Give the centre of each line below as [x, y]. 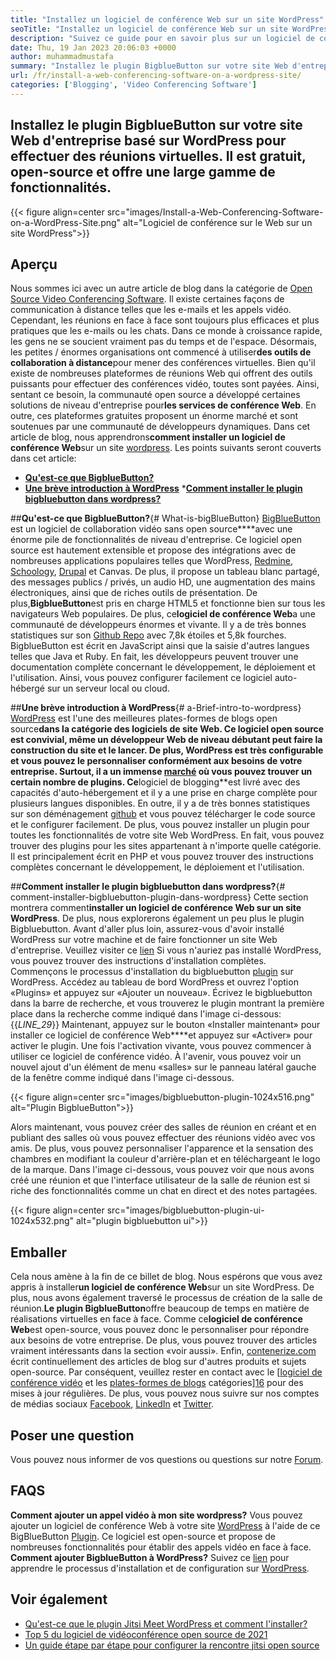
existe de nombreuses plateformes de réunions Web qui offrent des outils [161, 373]
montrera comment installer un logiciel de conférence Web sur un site [156, 908]
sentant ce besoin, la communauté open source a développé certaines [155, 395]
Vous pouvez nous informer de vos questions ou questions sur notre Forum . [167, 1459]
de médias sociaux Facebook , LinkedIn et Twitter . [112, 1404]
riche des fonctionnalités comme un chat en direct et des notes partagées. [164, 1191]
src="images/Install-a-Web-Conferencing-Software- [215, 212]
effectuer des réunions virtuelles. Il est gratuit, [158, 156]
